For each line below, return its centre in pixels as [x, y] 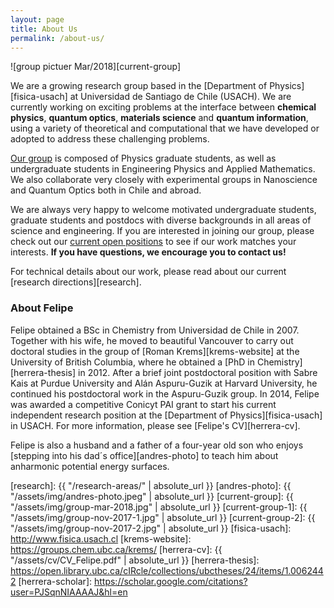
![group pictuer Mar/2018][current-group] [96, 67]
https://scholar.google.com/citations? [170, 581]
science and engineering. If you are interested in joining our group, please [162, 231]
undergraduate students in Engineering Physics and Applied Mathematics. [163, 169]
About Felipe [42, 308]
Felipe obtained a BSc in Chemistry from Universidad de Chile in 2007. [155, 330]
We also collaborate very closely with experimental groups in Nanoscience [164, 180]
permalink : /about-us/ [57, 38]
